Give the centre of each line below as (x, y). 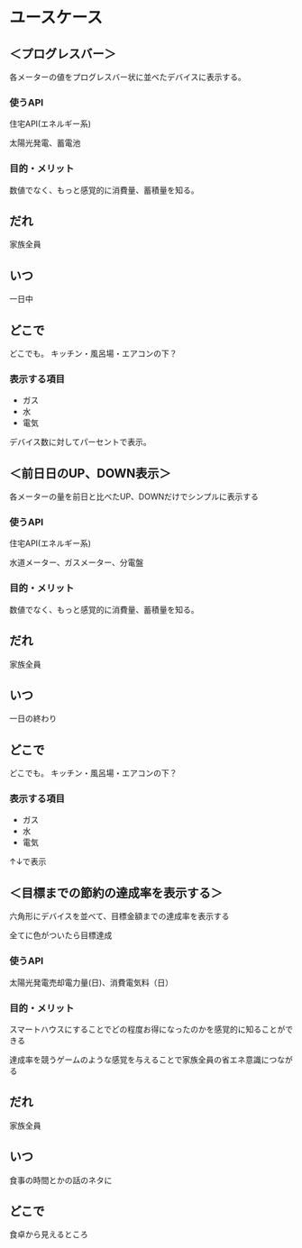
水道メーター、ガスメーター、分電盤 (77, 562)
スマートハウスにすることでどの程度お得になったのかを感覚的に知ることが (147, 1029)
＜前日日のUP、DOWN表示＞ (90, 473)
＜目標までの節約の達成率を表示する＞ (116, 893)
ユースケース (56, 18)
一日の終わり (33, 719)
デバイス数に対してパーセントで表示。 (80, 442)
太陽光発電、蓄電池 (45, 143)
